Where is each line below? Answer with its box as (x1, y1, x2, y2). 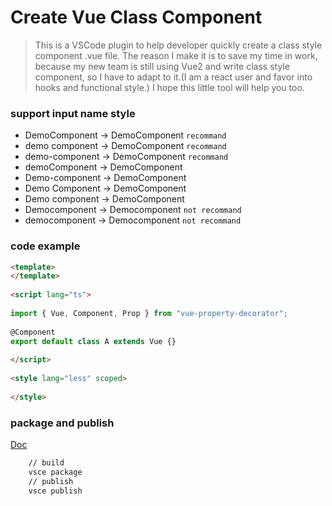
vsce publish (28, 486, 83, 496)
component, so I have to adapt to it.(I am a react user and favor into (34, 71, 313, 83)
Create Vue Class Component (10, 6, 263, 29)
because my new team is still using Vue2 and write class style (34, 60, 290, 72)
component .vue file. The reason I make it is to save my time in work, (34, 49, 318, 61)
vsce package (28, 467, 83, 477)
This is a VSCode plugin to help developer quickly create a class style (34, 39, 323, 51)
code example (10, 239, 81, 253)
